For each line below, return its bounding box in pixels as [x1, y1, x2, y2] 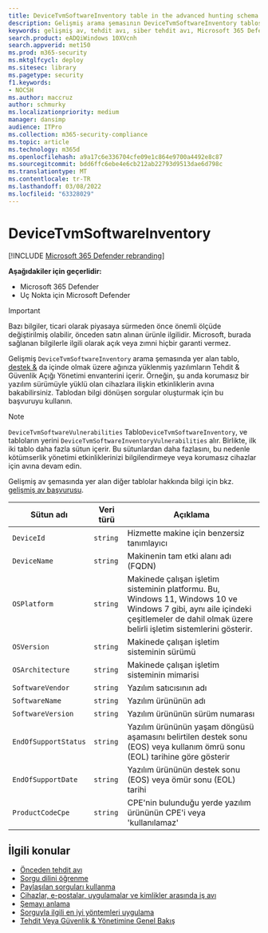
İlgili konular [8, 844, 71, 857]
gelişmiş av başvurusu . [8, 485, 84, 494]
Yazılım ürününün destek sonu [127, 764, 241, 775]
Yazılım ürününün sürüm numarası [127, 708, 255, 719]
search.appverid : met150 [8, 42, 91, 50]
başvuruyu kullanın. [8, 396, 73, 406]
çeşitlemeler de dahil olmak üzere [127, 613, 254, 624]
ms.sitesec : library [8, 64, 77, 72]
